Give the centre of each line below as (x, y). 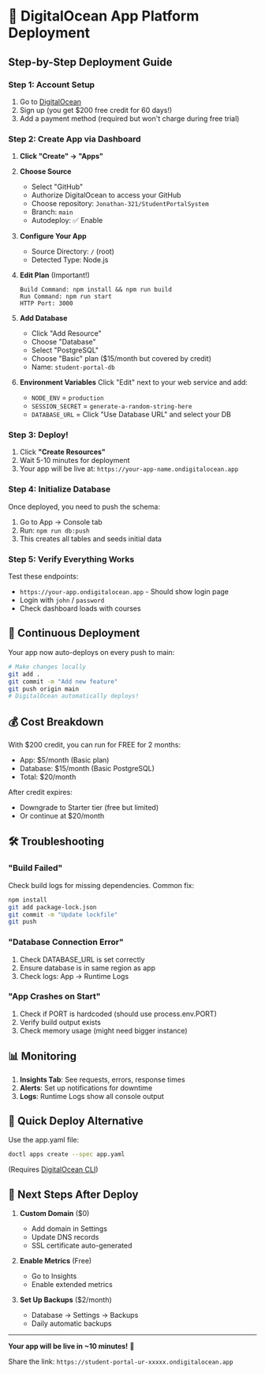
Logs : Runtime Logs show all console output (91, 1096)
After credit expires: (40, 792)
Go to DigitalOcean (50, 101)
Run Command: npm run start (65, 297)
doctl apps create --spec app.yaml (67, 1154)
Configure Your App (53, 236)
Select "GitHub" (57, 187)
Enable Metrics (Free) (56, 1261)
